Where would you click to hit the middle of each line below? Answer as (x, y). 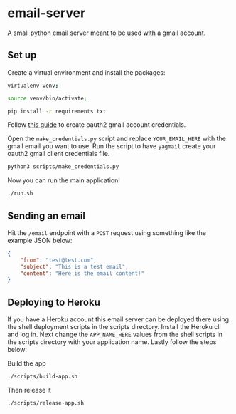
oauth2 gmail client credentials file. (59, 154)
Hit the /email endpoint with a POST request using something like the (107, 232)
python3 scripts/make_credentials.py (63, 167)
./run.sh (20, 194)
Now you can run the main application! (64, 180)
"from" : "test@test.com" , (59, 260)
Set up (22, 55)
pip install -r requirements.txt (57, 111)
